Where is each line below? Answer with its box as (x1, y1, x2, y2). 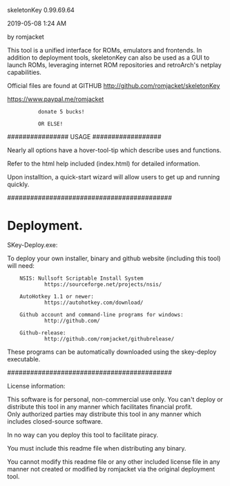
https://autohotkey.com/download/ (44, 299, 144, 306)
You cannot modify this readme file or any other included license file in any (7, 457, 220, 466)
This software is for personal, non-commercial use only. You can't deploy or (7, 395, 223, 404)
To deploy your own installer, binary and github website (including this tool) (7, 254, 221, 262)
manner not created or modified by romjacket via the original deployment (7, 465, 215, 473)
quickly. (7, 180, 30, 188)
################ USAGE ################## (7, 133, 162, 141)
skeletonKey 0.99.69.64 (7, 6, 75, 14)
